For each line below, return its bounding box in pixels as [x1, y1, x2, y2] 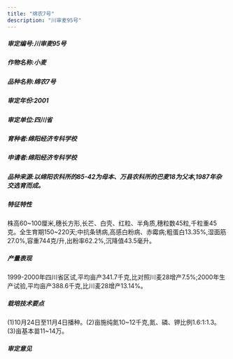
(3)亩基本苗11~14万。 [7, 327, 69, 335]
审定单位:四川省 [7, 115, 52, 123]
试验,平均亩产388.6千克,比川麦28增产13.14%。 [13, 282, 147, 290]
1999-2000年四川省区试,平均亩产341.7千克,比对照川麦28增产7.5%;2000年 [7, 273, 220, 281]
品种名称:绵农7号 [7, 77, 56, 86]
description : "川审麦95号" [7, 17, 82, 24]
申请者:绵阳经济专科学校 [7, 154, 77, 162]
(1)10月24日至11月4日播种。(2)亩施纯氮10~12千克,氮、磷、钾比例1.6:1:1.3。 [7, 318, 220, 327]
